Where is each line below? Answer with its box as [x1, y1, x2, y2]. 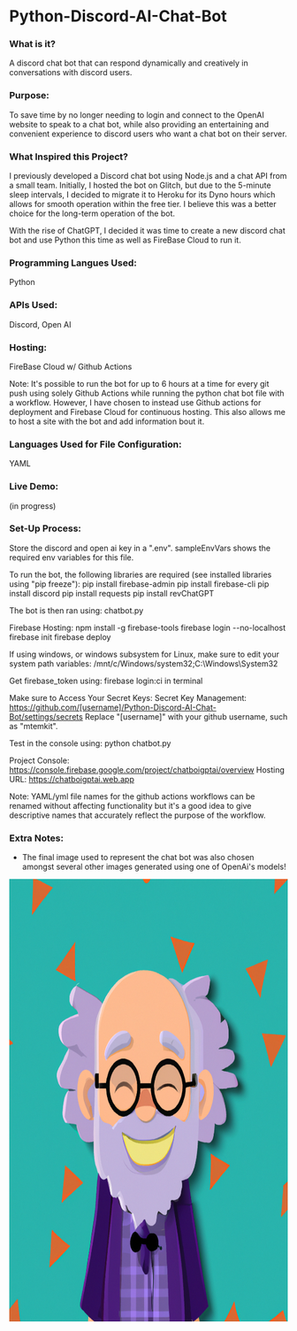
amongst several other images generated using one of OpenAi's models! [21, 861, 286, 873]
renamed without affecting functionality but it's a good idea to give [9, 800, 252, 811]
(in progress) [9, 500, 57, 511]
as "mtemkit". [9, 720, 58, 731]
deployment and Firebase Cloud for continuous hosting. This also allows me [9, 406, 286, 417]
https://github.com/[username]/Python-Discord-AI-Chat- [9, 702, 217, 712]
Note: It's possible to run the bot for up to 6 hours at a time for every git [9, 378, 270, 389]
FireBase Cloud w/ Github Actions [9, 361, 133, 372]
